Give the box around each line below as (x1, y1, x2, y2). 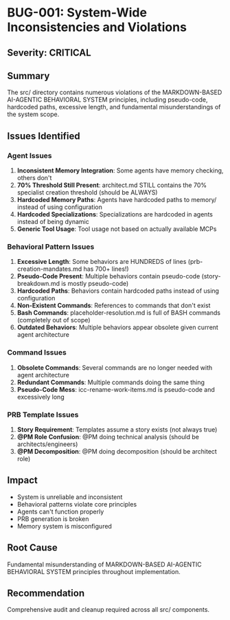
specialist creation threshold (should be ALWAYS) (16, 188, 158, 197)
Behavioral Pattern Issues (7, 242, 95, 252)
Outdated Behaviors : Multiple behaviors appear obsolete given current (16, 323, 218, 331)
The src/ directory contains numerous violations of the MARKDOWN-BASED (7, 88, 222, 97)
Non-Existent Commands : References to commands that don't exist (16, 301, 211, 310)
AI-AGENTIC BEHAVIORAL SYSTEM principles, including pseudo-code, (7, 96, 208, 104)
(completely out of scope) (16, 316, 91, 324)
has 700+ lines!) (83, 265, 129, 273)
